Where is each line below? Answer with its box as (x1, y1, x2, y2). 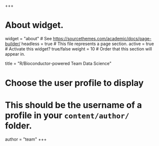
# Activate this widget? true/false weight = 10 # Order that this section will (5, 46, 152, 51)
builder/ (5, 41, 21, 47)
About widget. (5, 20, 64, 31)
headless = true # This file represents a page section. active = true (21, 41, 154, 47)
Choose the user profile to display (5, 78, 144, 89)
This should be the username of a (5, 100, 142, 111)
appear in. (5, 51, 26, 57)
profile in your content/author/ (5, 110, 130, 121)
